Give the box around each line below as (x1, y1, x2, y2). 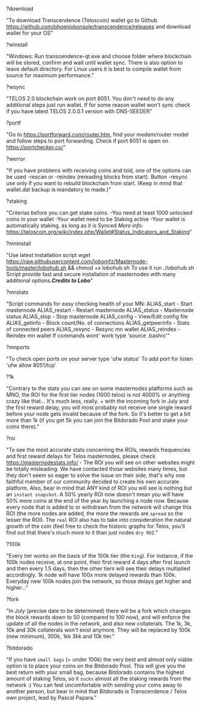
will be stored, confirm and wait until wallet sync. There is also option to (6, 59, 183, 66)
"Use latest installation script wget (6, 252, 91, 258)
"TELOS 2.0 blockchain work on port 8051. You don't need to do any (6, 95, 175, 102)
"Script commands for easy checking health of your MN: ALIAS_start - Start (6, 300, 193, 307)
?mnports (6, 344, 30, 351)
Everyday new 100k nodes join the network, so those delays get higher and (6, 578, 191, 585)
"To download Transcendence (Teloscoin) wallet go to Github (6, 17, 157, 23)
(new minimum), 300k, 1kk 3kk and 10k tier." (6, 633, 115, 640)
